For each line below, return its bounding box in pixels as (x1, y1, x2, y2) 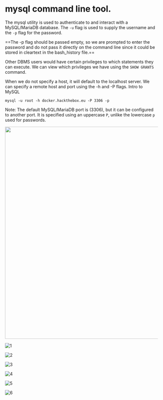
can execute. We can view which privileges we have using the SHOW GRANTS (5, 64, 154, 70)
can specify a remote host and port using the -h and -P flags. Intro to (5, 83, 143, 89)
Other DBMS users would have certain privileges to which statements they (5, 59, 154, 64)
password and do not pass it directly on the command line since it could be (5, 44, 155, 50)
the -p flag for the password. (5, 30, 63, 35)
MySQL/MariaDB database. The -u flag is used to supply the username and (5, 24, 155, 30)
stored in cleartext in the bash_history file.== (5, 49, 95, 55)
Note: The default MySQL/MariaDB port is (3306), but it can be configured (5, 107, 154, 112)
